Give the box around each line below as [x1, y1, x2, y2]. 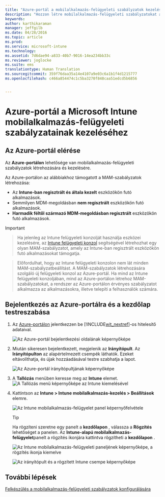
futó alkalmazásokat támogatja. [17, 250, 81, 256]
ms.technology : [5, 48, 36, 53]
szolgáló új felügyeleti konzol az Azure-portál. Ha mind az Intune [17, 270, 148, 276]
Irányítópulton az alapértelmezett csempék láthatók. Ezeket [12, 351, 134, 357]
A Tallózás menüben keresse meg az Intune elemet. [12, 375, 118, 381]
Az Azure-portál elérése [5, 147, 81, 155]
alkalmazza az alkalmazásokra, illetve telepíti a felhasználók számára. [17, 286, 158, 292]
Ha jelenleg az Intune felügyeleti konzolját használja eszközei [17, 234, 141, 240]
